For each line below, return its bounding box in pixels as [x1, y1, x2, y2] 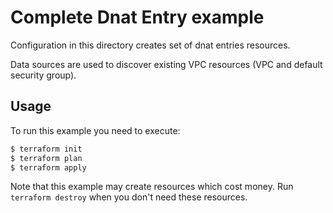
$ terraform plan [10, 153, 83, 163]
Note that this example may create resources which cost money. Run [10, 181, 294, 193]
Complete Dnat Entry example [10, 6, 265, 29]
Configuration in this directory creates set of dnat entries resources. [10, 39, 291, 51]
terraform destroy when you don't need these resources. [10, 191, 248, 203]
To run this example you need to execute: [10, 124, 181, 136]
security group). [10, 69, 77, 81]
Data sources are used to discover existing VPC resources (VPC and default [10, 58, 323, 70]
